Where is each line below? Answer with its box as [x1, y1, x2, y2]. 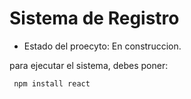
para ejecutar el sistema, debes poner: [9, 59, 169, 71]
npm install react [13, 78, 91, 89]
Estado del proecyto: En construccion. [23, 40, 182, 52]
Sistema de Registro [9, 7, 180, 30]
